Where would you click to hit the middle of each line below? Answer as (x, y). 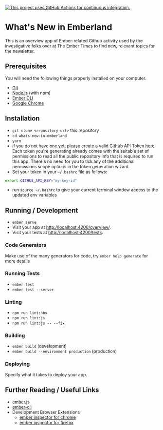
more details (18, 261)
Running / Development (42, 210)
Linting (13, 302)
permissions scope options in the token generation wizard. (71, 166)
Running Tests (22, 274)
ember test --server (33, 290)
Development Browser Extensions (46, 412)
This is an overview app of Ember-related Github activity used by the (74, 40)
